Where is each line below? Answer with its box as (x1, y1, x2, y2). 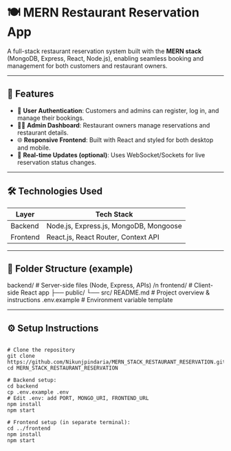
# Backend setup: (7, 377, 57, 384)
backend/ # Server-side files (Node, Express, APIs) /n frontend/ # (7, 281, 192, 290)
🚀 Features (7, 88, 54, 100)
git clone (7, 352, 36, 360)
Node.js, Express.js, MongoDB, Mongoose (46, 221, 182, 230)
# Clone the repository (7, 347, 76, 354)
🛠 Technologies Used (7, 186, 103, 197)
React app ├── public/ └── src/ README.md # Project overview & (20, 288, 210, 297)
